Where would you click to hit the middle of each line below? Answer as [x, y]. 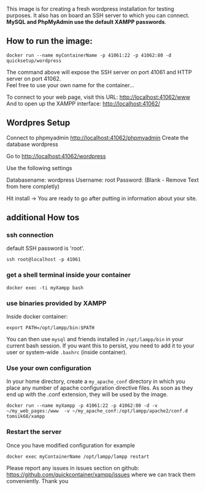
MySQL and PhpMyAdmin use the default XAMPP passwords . [87, 22]
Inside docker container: [37, 316]
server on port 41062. [34, 79]
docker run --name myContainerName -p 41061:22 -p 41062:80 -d [89, 55]
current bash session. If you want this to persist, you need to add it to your [100, 346]
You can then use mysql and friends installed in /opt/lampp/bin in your [95, 339]
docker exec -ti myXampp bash [45, 288]
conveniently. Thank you [37, 481]
